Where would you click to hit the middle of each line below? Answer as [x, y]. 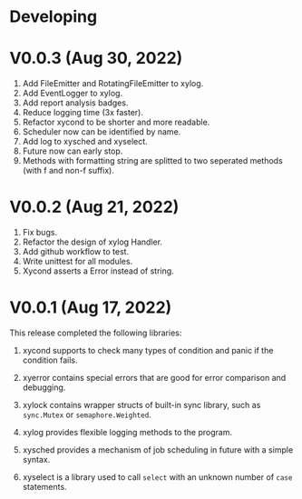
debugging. [44, 387]
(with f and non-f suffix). [68, 171]
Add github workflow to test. [76, 252]
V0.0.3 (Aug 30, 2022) [96, 59]
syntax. [36, 459]
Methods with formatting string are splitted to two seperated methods [152, 161]
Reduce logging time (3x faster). [83, 113]
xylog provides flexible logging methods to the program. [127, 432]
